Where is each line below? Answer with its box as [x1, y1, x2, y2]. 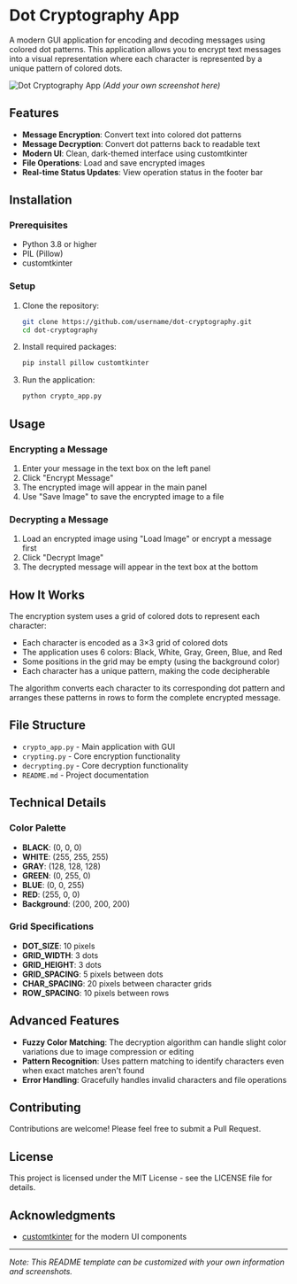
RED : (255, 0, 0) [21, 889, 80, 900]
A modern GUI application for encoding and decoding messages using [9, 35, 266, 45]
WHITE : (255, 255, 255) [21, 851, 109, 862]
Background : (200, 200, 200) [21, 898, 131, 909]
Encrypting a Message [9, 443, 108, 455]
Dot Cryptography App [9, 5, 179, 26]
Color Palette [9, 822, 66, 834]
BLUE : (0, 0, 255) [21, 879, 85, 890]
